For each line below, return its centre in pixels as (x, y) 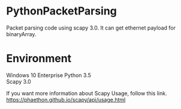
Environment (39, 59)
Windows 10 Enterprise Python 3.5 (49, 75)
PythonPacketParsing (61, 11)
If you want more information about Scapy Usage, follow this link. (87, 93)
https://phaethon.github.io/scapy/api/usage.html (66, 99)
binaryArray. (21, 34)
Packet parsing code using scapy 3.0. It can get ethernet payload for (91, 28)
